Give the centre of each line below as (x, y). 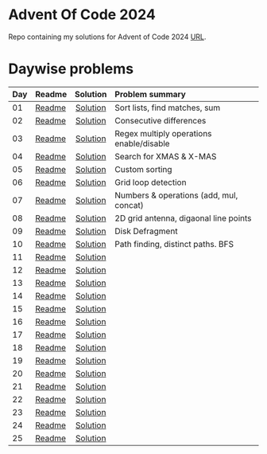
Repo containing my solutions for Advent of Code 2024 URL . (107, 37)
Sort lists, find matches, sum (168, 108)
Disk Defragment (146, 231)
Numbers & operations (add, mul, (176, 195)
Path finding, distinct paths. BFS (174, 244)
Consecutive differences (161, 120)
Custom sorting (143, 169)
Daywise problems (71, 69)
